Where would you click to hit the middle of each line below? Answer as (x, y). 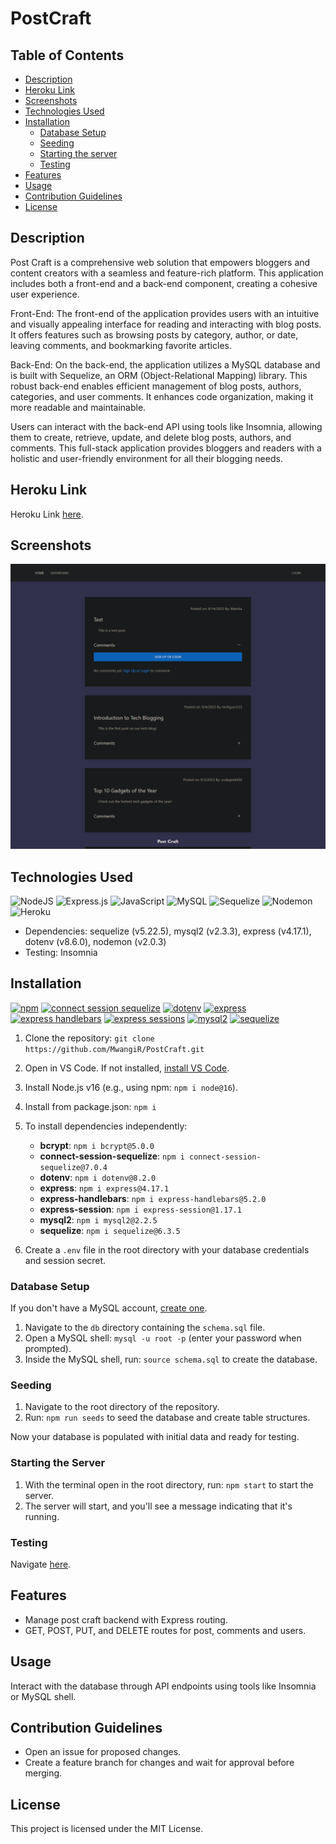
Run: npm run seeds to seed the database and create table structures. (167, 1418)
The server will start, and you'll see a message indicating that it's (158, 1506)
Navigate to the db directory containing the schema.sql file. (145, 1328)
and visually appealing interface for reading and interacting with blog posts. (166, 324)
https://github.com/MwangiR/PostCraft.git (114, 1049)
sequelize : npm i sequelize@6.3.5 (110, 1230)
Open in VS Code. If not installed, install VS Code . (127, 1068)
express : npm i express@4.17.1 (104, 1188)
